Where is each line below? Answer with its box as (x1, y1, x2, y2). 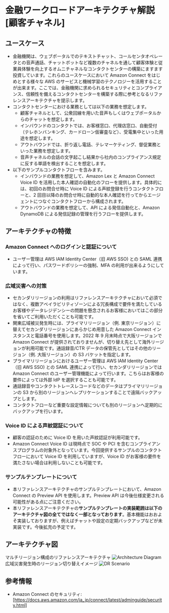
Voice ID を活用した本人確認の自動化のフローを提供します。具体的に (20, 180, 162, 185)
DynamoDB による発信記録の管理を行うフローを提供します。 (20, 211, 146, 217)
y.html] (12, 602, 27, 608)
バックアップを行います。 (12, 408, 66, 414)
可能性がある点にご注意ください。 (12, 498, 84, 505)
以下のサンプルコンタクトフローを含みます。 (12, 167, 105, 173)
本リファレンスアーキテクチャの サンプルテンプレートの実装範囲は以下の (12, 505, 162, 511)
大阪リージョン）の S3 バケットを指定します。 (37, 351, 134, 357)
